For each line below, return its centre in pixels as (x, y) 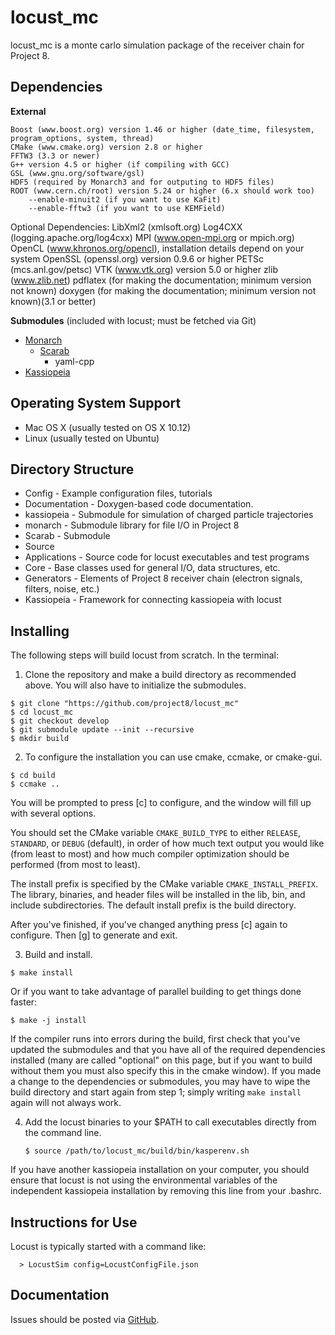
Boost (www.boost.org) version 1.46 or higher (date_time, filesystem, (162, 129)
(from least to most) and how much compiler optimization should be (150, 854)
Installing (40, 631)
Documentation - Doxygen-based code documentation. (139, 504)
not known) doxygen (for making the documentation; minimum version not (163, 290)
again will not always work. (66, 1103)
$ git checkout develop (60, 721)
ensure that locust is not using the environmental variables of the (144, 1180)
